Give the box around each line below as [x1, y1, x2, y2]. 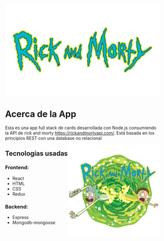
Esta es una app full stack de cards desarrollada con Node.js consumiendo [5, 125, 157, 131]
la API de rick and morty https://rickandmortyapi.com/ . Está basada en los [5, 130, 155, 136]
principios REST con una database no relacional [5, 135, 102, 141]
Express [12, 214, 29, 220]
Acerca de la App [5, 108, 77, 120]
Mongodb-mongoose [12, 219, 55, 225]
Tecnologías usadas [5, 149, 68, 158]
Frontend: [5, 164, 29, 171]
